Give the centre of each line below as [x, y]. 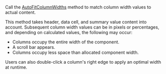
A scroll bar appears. [34, 47]
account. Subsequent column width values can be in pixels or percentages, [82, 27]
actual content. [21, 12]
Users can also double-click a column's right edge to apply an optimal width [83, 62]
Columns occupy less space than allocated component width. [76, 52]
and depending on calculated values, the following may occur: [69, 32]
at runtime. [16, 67]
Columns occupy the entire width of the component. [66, 42]
